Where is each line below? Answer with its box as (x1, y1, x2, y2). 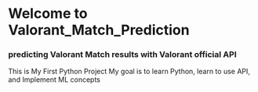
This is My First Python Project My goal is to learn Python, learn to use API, (8, 67, 251, 76)
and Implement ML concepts (8, 75, 100, 84)
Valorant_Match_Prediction (8, 21, 190, 39)
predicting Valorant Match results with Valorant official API (8, 49, 237, 60)
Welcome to (8, 5, 88, 23)
